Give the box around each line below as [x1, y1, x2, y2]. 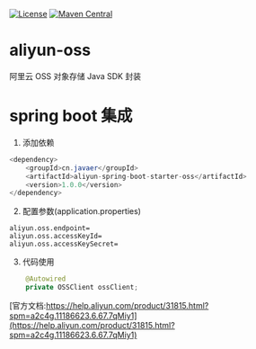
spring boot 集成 [9, 106, 133, 126]
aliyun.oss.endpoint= [9, 224, 91, 233]
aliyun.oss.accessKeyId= [9, 232, 102, 241]
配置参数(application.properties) [22, 206, 142, 217]
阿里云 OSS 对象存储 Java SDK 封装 [9, 70, 142, 81]
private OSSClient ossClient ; [25, 283, 139, 292]
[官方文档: [9, 300, 47, 310]
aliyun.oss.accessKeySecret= [9, 239, 119, 249]
